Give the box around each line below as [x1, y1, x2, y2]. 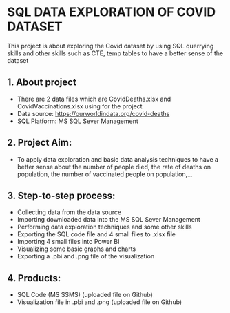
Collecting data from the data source [17, 208, 122, 216]
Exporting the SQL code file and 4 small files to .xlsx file [17, 230, 176, 238]
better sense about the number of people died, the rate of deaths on [17, 162, 211, 171]
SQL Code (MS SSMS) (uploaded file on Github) [17, 291, 154, 299]
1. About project [7, 77, 77, 88]
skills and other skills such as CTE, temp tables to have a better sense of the [7, 49, 224, 57]
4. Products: [7, 272, 61, 284]
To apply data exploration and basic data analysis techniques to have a [17, 155, 219, 163]
